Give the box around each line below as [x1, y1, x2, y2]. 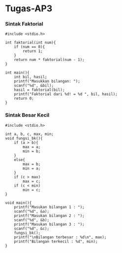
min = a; [23, 166, 41, 171]
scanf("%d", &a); [14, 209, 50, 214]
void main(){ [5, 200, 32, 205]
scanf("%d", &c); [14, 226, 50, 231]
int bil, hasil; [14, 75, 48, 80]
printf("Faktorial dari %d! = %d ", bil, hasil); [14, 92, 118, 97]
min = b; [23, 148, 41, 154]
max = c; [23, 179, 41, 184]
